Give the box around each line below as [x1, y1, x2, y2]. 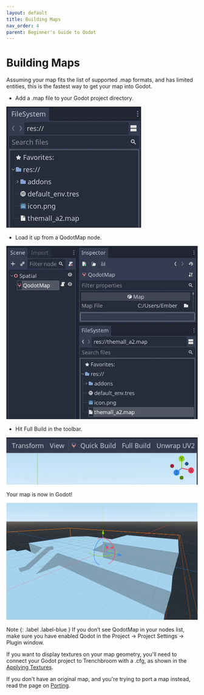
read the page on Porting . [6, 682, 71, 689]
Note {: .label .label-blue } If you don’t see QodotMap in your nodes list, [6, 626, 185, 633]
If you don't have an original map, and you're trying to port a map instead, [6, 675, 191, 682]
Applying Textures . [6, 663, 53, 671]
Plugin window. [6, 638, 44, 646]
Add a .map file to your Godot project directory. [15, 94, 134, 102]
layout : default [6, 10, 47, 16]
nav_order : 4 [6, 23, 39, 29]
